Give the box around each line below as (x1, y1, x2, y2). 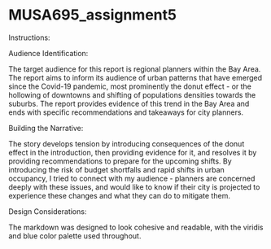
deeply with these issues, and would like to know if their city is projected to (8, 181, 260, 192)
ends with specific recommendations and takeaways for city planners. (8, 107, 244, 117)
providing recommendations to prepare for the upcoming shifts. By (8, 156, 232, 166)
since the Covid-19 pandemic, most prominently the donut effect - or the (8, 81, 252, 91)
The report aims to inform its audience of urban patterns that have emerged (8, 72, 263, 82)
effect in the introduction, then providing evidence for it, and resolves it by (8, 147, 257, 157)
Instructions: (8, 33, 50, 42)
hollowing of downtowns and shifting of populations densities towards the (8, 90, 256, 99)
